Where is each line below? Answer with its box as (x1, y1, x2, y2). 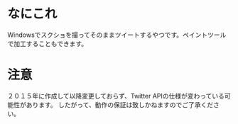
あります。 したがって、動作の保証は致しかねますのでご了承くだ (26, 100, 214, 109)
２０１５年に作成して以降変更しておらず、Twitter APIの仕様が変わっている (7, 91, 225, 100)
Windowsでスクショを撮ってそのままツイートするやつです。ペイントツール (7, 30, 227, 39)
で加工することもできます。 (7, 39, 88, 47)
